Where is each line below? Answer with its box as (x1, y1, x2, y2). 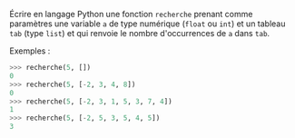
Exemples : (9, 45, 51, 56)
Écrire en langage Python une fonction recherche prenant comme (9, 9, 253, 19)
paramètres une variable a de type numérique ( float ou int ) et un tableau (9, 18, 286, 29)
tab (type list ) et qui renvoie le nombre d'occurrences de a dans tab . (9, 28, 270, 38)
